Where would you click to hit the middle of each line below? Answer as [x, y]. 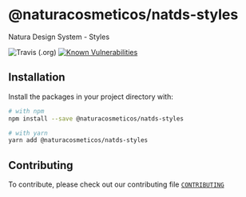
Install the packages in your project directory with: [91, 97]
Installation [37, 77]
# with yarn [28, 133]
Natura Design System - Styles [59, 37]
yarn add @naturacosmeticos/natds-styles [78, 140]
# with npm [26, 111]
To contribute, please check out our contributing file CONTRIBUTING [117, 184]
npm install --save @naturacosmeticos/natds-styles [96, 118]
